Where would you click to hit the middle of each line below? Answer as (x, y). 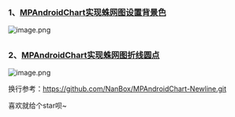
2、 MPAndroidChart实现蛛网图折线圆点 (84, 55)
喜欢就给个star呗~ (37, 106)
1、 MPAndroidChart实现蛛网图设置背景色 (88, 12)
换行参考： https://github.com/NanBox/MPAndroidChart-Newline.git (117, 89)
